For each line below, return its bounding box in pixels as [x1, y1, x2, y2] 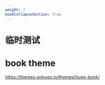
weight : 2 [5, 7, 26, 12]
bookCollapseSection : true [5, 12, 61, 17]
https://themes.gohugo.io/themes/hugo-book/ [5, 74, 100, 80]
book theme [5, 57, 56, 69]
